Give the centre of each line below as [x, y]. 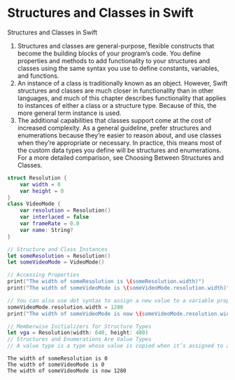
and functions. [38, 76]
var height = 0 [42, 191]
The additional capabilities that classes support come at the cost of [114, 120]
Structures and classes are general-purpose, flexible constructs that [116, 46]
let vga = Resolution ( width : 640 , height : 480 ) [78, 333]
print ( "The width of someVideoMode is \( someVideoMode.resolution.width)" [119, 288]
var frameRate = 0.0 [50, 224]
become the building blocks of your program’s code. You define [109, 53]
